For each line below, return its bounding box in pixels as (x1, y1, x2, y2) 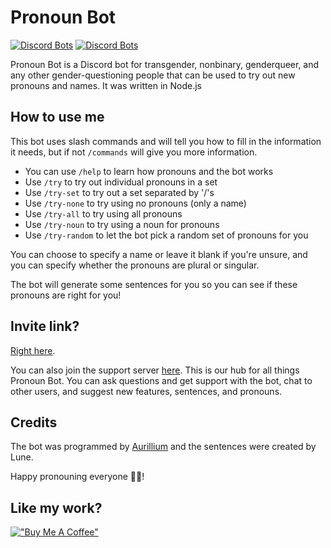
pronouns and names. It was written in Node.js (10, 79, 202, 91)
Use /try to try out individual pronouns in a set (24, 176, 218, 188)
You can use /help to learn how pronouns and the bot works (24, 165, 274, 177)
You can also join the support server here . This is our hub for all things (10, 364, 300, 376)
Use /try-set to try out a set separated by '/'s (24, 186, 215, 198)
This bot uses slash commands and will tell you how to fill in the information (10, 135, 322, 147)
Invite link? (10, 318, 80, 335)
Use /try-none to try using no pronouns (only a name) (24, 197, 247, 209)
